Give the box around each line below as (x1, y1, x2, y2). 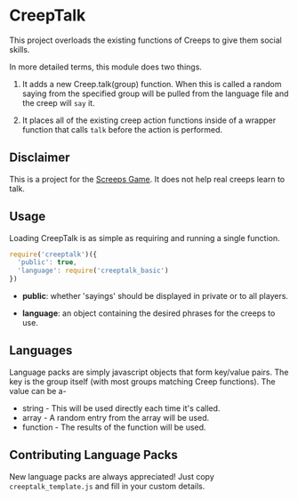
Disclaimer (9, 150, 70, 165)
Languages (9, 343, 73, 359)
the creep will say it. (21, 97, 95, 108)
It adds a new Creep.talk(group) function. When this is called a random (21, 78, 282, 89)
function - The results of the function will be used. (21, 422, 206, 432)
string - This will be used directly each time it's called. (21, 402, 221, 414)
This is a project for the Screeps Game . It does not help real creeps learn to (9, 173, 286, 184)
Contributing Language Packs (9, 448, 178, 463)
